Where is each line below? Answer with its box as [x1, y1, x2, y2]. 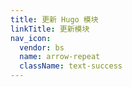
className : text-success [19, 61, 123, 71]
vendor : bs [19, 42, 65, 53]
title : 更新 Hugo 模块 [10, 14, 99, 25]
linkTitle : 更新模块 [10, 24, 90, 34]
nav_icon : [10, 33, 52, 43]
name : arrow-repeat [19, 52, 101, 62]
